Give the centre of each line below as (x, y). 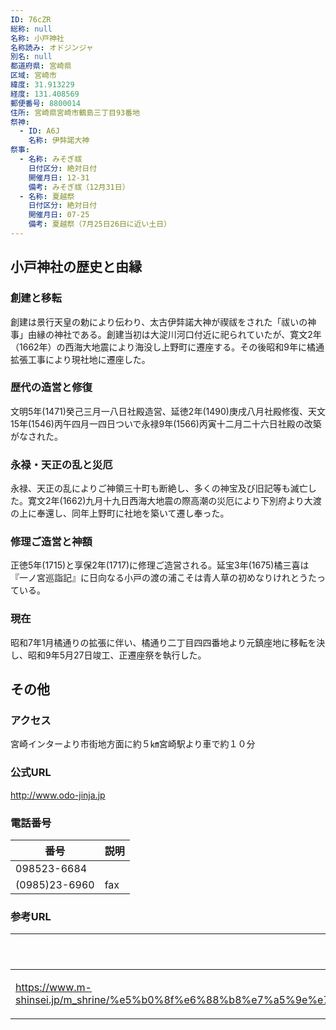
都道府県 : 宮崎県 (41, 66)
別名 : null (31, 57)
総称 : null (31, 29)
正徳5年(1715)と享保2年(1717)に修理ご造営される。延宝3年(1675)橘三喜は (160, 565)
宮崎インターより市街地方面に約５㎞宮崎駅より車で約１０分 (133, 744)
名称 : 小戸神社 (37, 38)
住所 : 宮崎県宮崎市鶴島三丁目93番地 (75, 112)
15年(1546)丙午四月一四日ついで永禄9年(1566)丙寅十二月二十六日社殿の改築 (166, 423)
